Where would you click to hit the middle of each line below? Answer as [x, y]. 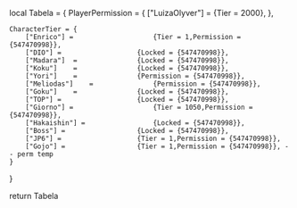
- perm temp [31, 154]
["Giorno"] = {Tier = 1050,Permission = [139, 107]
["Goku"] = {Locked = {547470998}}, [127, 92]
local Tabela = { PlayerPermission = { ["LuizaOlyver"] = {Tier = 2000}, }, [141, 13]
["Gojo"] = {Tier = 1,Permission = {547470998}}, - [157, 146]
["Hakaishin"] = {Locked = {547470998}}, [135, 123]
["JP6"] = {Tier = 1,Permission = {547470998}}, [153, 138]
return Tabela [34, 196]
